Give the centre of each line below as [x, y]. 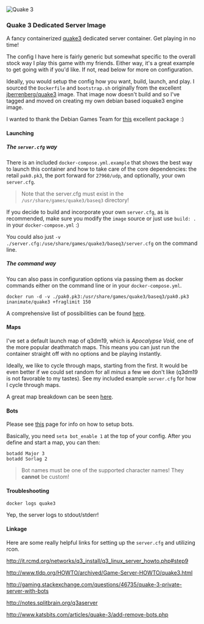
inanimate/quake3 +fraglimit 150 [49, 302]
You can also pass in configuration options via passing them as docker [95, 279]
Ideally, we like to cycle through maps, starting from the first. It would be [97, 366]
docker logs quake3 [31, 504]
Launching [20, 133]
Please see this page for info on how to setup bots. [70, 424]
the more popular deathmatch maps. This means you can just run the [93, 347]
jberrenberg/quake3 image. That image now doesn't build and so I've [93, 94]
